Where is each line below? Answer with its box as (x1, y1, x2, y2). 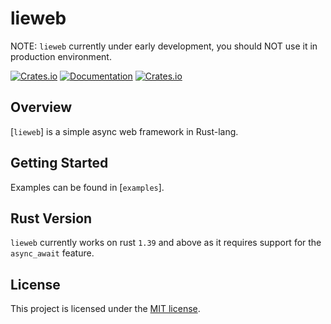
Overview (10, 99, 73, 116)
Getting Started (10, 155, 109, 172)
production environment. (10, 50, 112, 62)
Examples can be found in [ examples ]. (10, 181, 165, 193)
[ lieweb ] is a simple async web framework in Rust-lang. (10, 125, 239, 137)
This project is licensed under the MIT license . (10, 303, 201, 315)
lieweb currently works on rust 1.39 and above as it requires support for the (10, 237, 322, 249)
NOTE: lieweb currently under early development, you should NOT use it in (10, 40, 318, 52)
